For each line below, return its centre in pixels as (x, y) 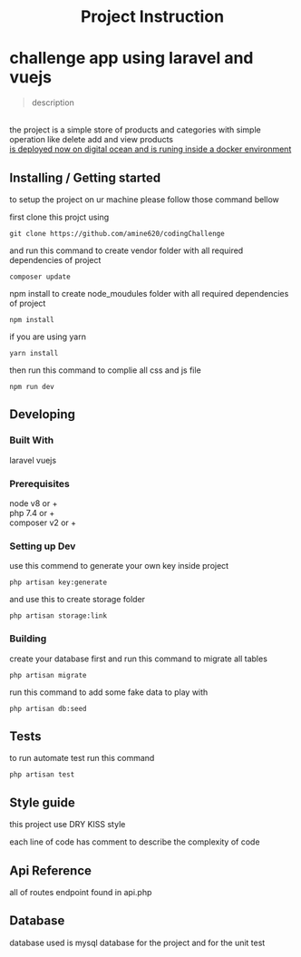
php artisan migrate (49, 675)
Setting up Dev (43, 546)
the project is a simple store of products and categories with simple (135, 130)
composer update (40, 277)
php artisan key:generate (58, 582)
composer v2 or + (43, 522)
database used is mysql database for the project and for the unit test (137, 942)
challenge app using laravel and (131, 59)
